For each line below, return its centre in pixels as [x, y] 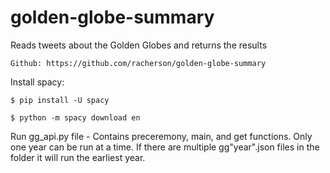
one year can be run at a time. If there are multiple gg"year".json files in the [165, 147]
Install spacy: [37, 82]
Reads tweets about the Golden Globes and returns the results [139, 45]
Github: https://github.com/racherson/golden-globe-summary [138, 63]
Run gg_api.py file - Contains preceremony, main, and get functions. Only [161, 136]
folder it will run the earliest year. [78, 157]
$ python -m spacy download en [75, 117]
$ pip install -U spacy [60, 100]
